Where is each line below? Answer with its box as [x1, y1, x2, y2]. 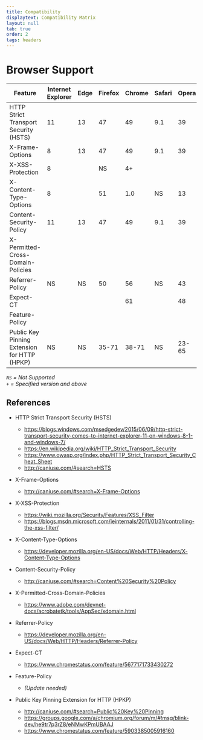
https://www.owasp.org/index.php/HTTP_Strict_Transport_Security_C [24, 451, 196, 458]
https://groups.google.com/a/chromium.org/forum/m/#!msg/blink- [24, 714, 189, 721]
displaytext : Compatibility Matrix [6, 15, 96, 21]
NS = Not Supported [6, 373, 56, 381]
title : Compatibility [6, 8, 61, 15]
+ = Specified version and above [6, 380, 88, 387]
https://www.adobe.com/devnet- [24, 601, 106, 608]
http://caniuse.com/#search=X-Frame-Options [24, 487, 140, 495]
